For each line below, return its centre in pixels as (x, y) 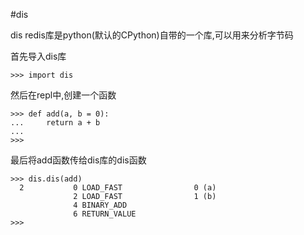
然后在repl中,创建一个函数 (63, 95)
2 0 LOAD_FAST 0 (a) (118, 188)
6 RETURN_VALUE (105, 214)
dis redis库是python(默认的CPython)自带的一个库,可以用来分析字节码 (152, 35)
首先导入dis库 (38, 56)
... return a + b (55, 123)
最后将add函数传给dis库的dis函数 (78, 160)
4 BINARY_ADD (100, 205)
